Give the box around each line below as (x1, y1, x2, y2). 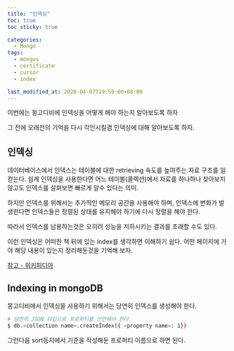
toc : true (7, 17, 37, 24)
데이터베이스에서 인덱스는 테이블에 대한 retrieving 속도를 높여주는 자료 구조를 (7, 166, 219, 175)
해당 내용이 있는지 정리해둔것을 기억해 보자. (14, 246, 134, 254)
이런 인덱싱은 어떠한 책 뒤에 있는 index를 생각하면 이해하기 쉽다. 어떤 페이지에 (7, 238, 220, 246)
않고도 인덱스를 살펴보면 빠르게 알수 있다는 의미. (7, 184, 139, 192)
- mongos (13, 56, 39, 63)
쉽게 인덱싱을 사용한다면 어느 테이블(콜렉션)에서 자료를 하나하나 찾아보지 (27, 175, 226, 183)
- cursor (13, 68, 39, 76)
